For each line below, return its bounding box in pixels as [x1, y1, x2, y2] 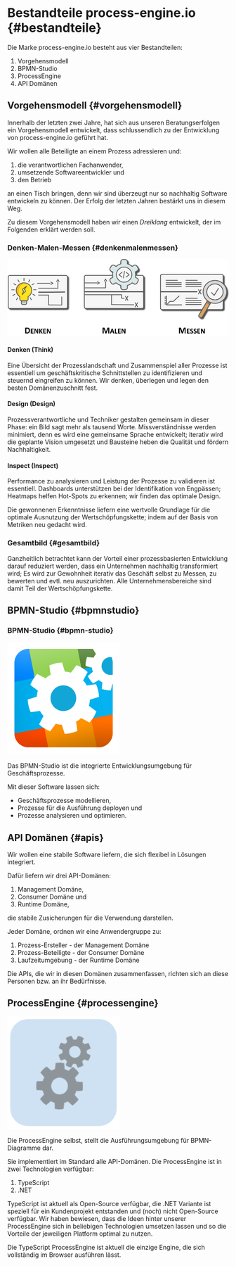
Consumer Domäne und [17, 892, 87, 901]
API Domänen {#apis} [7, 832, 104, 844]
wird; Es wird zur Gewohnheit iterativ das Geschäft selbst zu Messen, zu [7, 569, 217, 578]
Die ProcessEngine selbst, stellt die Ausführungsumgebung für [7, 1136, 190, 1144]
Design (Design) [7, 400, 56, 408]
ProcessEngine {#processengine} [7, 997, 159, 1009]
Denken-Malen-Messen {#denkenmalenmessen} [7, 243, 179, 253]
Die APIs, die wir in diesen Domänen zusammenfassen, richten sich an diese [7, 970, 229, 978]
